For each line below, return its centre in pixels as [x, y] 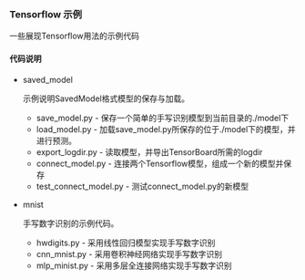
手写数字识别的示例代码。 [71, 223]
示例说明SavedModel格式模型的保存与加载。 [106, 99]
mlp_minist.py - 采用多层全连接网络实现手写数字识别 [134, 265]
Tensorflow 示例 [46, 14]
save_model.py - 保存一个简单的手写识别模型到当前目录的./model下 [163, 118]
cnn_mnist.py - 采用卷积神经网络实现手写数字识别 [129, 254]
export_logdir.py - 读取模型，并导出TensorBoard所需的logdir [149, 151]
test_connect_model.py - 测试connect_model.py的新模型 [142, 186]
